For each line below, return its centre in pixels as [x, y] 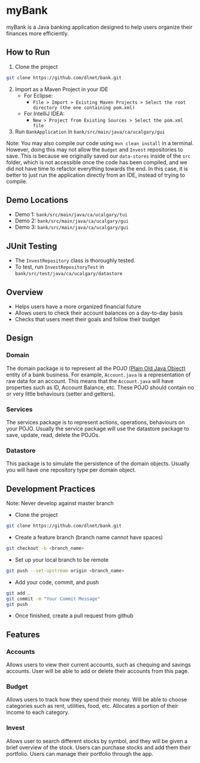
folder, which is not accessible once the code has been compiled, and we [97, 162]
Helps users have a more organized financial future [78, 307]
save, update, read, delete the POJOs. [53, 435]
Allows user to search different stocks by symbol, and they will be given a [97, 741]
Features [23, 634]
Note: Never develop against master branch [60, 503]
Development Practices [51, 489]
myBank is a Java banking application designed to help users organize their [99, 27]
